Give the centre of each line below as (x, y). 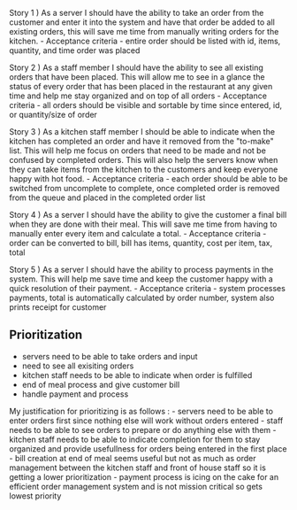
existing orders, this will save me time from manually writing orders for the (144, 31)
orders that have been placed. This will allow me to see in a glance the (137, 77)
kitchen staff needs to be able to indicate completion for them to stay (135, 439)
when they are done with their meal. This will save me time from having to (143, 224)
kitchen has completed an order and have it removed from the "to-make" (141, 141)
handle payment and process (75, 394)
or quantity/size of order (53, 115)
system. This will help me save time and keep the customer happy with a (141, 279)
